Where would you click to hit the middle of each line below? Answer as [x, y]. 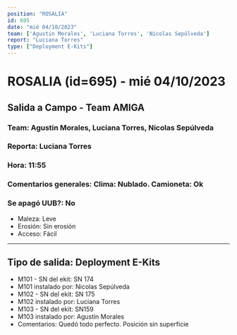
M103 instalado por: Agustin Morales [71, 317]
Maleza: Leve [37, 219]
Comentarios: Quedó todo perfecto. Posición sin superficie [103, 324]
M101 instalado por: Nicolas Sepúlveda [74, 287]
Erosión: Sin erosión [47, 226]
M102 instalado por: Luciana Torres [69, 302]
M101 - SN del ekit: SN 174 [55, 279]
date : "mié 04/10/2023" [42, 27]
